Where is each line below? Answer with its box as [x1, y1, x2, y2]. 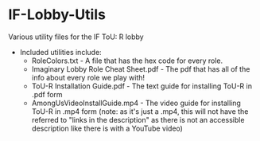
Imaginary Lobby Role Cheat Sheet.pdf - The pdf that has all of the [31, 64, 250, 73]
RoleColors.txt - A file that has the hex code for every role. [31, 56, 223, 65]
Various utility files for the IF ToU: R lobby [8, 32, 145, 41]
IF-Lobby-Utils [8, 6, 106, 24]
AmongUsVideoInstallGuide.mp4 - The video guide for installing [31, 98, 241, 108]
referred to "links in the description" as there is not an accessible [31, 115, 245, 124]
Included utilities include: [19, 47, 102, 57]
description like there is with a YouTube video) [31, 123, 183, 133]
